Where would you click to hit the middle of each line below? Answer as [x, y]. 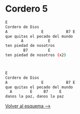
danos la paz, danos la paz [35, 96]
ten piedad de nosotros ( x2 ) [36, 55]
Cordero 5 [26, 9]
